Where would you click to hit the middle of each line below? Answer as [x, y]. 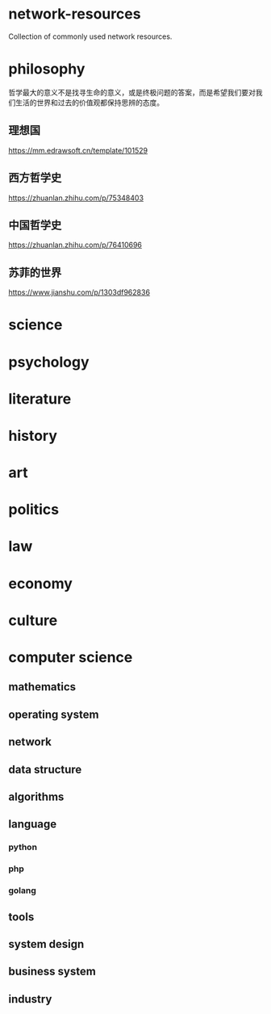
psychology [49, 362]
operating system [54, 714]
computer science [71, 657]
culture [33, 620]
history [33, 436]
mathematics [42, 687]
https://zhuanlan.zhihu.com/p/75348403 [76, 198]
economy [40, 583]
